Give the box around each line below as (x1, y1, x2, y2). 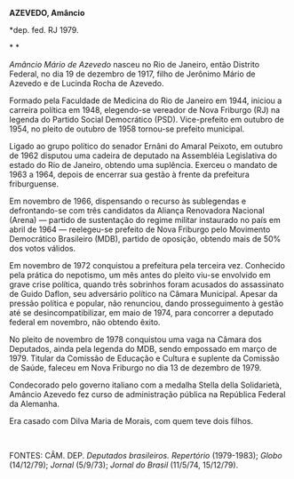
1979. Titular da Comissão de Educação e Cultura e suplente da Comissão (9, 353, 280, 363)
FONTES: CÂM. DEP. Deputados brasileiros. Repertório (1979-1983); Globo (9, 451, 282, 460)
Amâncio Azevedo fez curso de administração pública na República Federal (9, 389, 286, 399)
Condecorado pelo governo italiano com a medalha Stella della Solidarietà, (9, 379, 282, 390)
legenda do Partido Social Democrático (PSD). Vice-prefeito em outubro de (9, 115, 284, 124)
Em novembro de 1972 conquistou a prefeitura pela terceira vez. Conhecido (9, 260, 286, 270)
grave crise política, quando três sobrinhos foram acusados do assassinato (9, 279, 284, 290)
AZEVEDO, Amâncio (9, 8, 85, 18)
